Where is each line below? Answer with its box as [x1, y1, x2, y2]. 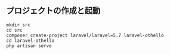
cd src [6, 27, 23, 33]
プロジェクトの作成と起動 [6, 5, 100, 16]
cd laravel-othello [6, 38, 55, 44]
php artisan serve [6, 42, 52, 49]
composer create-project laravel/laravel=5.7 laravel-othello [6, 32, 164, 38]
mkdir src [6, 22, 31, 28]
